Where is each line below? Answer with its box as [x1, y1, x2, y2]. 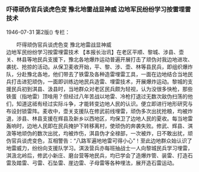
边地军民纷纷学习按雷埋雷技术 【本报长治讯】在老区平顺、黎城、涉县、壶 [6, 48, 184, 56]
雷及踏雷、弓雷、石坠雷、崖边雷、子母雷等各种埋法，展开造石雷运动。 [6, 160, 178, 167]
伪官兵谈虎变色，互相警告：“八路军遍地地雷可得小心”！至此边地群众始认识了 [6, 137, 192, 144]
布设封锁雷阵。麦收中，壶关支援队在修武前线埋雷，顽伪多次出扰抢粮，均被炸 [6, 108, 193, 115]
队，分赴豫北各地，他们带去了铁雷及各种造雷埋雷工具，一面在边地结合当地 [6, 71, 188, 78]
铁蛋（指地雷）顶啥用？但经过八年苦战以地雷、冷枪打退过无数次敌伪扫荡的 [6, 93, 188, 100]
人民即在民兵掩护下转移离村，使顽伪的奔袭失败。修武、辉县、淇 [37, 122, 193, 129]
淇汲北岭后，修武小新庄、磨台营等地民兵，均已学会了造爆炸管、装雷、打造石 [6, 152, 193, 159]
